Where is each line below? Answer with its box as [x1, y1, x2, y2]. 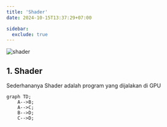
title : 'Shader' [6, 9, 48, 15]
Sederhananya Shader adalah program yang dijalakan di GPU [6, 82, 161, 89]
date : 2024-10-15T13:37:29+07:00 [6, 15, 92, 21]
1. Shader [6, 65, 43, 76]
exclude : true [12, 31, 48, 37]
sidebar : [6, 26, 29, 32]
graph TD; [6, 94, 32, 100]
